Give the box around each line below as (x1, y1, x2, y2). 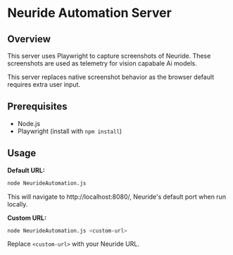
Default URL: (7, 166, 46, 174)
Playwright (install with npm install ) (17, 127, 122, 135)
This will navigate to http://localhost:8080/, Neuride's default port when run (7, 192, 227, 201)
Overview (7, 33, 51, 45)
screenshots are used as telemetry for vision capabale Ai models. (7, 59, 197, 68)
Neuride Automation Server (7, 5, 172, 21)
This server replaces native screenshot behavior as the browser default (7, 73, 215, 81)
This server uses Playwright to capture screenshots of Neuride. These (7, 51, 211, 60)
